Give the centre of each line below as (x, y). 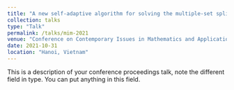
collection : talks (34, 20)
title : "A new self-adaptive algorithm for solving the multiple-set (110, 13)
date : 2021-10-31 (32, 46)
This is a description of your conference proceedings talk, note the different (116, 72)
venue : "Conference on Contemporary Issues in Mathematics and (101, 39)
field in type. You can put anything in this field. (74, 79)
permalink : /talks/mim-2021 (48, 33)
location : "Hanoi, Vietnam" (48, 53)
